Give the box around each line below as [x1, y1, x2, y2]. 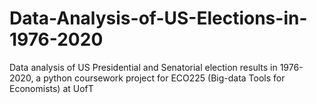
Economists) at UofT [9, 82, 94, 94]
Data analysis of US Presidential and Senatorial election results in [9, 61, 278, 73]
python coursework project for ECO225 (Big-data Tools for [43, 72, 286, 84]
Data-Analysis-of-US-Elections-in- [9, 7, 308, 30]
